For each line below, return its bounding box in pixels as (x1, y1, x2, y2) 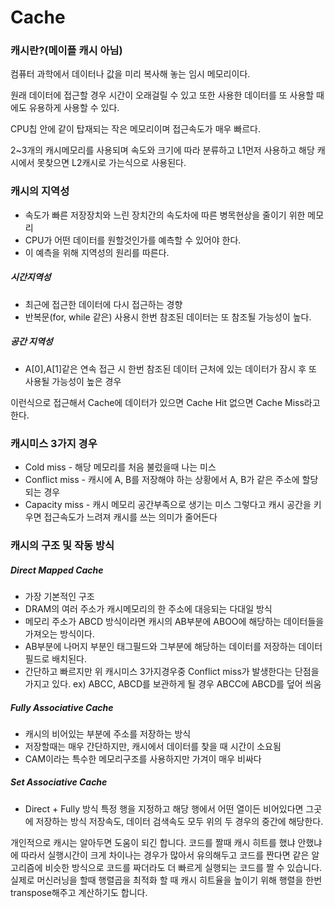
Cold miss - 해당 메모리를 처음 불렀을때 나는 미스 (24, 461, 217, 473)
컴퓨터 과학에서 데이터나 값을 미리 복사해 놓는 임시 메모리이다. (10, 68, 251, 80)
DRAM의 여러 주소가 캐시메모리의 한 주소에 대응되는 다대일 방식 (24, 602, 273, 615)
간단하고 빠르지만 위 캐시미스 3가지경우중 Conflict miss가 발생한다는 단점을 (24, 665, 320, 677)
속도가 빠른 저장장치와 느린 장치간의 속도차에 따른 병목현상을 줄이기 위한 (24, 209, 306, 221)
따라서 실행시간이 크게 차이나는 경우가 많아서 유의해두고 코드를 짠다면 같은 (20, 849, 310, 861)
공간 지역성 (10, 336, 53, 348)
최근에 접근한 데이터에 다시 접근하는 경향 (24, 298, 183, 310)
